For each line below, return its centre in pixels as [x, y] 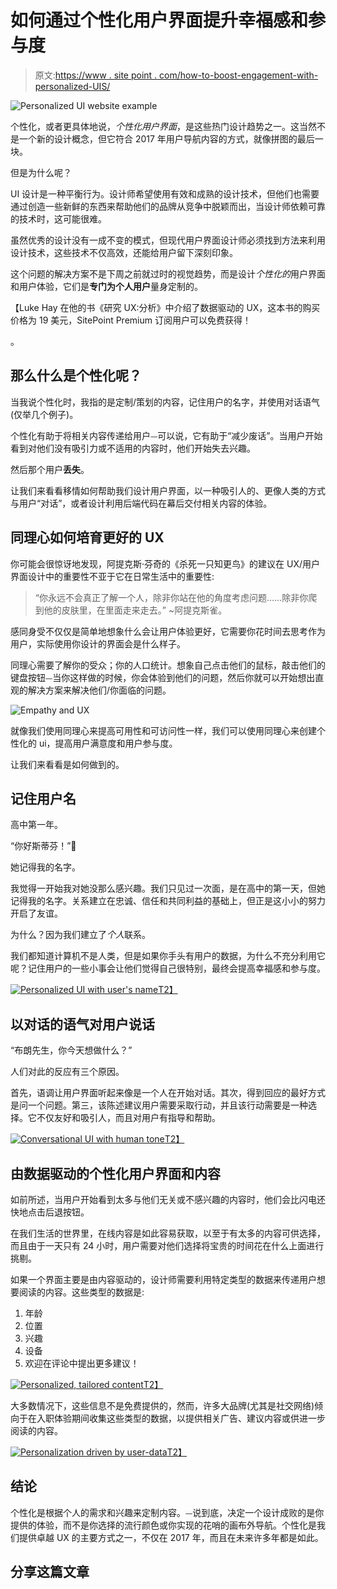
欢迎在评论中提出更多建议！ [82, 1363]
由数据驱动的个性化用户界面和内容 [115, 1173]
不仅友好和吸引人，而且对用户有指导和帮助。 [128, 1118]
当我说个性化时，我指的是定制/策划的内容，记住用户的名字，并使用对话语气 [165, 402]
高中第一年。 [36, 825]
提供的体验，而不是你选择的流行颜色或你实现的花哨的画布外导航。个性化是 [163, 1525]
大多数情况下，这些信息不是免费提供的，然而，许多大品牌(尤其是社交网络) [162, 1405]
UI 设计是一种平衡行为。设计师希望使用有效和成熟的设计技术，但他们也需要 [165, 193]
